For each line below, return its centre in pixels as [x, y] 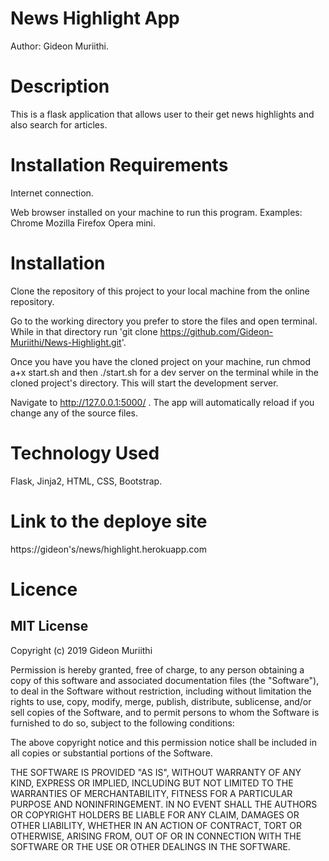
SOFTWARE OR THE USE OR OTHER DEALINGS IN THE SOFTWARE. [150, 846]
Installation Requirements [119, 165]
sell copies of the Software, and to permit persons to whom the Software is [165, 712]
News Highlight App [95, 18]
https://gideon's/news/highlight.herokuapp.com [108, 549]
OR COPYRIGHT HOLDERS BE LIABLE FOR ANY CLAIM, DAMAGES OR [155, 814]
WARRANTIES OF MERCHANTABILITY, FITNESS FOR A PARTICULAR [151, 793]
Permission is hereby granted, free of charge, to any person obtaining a [157, 669]
